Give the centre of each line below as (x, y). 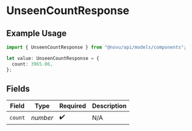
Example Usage (37, 33)
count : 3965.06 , (32, 64)
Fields (18, 88)
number (42, 118)
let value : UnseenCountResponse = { (53, 58)
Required (73, 106)
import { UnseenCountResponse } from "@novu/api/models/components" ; (97, 47)
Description (109, 106)
